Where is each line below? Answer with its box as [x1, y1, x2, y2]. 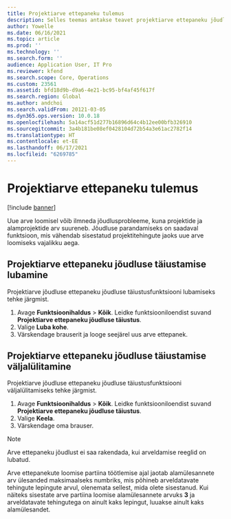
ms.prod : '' [7, 42, 41, 49]
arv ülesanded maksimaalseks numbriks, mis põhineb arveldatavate [7, 476, 199, 485]
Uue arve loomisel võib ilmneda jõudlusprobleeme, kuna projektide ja [7, 216, 203, 224]
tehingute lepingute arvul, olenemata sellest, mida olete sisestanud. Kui [7, 483, 208, 492]
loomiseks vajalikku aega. [7, 238, 80, 246]
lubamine [7, 269, 48, 281]
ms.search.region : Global [7, 94, 81, 100]
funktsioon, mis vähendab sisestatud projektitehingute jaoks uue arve [7, 231, 204, 240]
